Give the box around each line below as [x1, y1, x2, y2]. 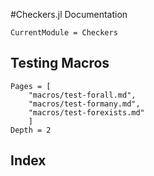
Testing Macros [10, 55, 110, 72]
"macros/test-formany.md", [28, 99, 141, 109]
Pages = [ [10, 81, 52, 91]
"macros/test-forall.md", [28, 90, 137, 100]
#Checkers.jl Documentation [10, 9, 128, 20]
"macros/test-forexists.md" [28, 107, 145, 118]
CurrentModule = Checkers [10, 28, 118, 38]
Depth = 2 [10, 125, 52, 135]
